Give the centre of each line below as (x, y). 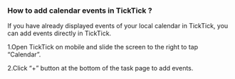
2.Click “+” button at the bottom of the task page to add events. (100, 68)
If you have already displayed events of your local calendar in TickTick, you (118, 26)
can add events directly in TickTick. (59, 33)
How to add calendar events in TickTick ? (80, 11)
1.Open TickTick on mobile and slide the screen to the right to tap (103, 47)
